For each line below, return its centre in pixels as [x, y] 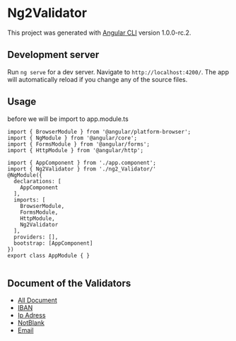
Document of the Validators [69, 283]
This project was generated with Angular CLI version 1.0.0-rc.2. [99, 33]
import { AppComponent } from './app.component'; [82, 163]
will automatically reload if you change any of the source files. [98, 79]
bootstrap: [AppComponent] [53, 243]
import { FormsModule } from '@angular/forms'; [79, 144]
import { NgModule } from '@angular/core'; [72, 138]
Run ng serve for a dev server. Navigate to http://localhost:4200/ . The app [118, 71]
